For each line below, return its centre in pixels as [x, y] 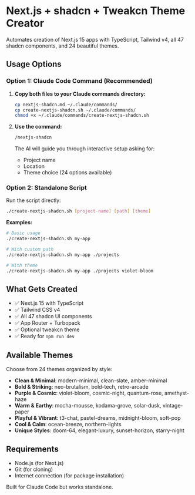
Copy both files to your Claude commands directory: [80, 94]
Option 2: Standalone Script [46, 188]
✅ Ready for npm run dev [45, 336]
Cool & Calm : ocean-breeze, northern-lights [68, 425]
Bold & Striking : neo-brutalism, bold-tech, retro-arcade [81, 387]
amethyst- [177, 393]
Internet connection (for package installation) [69, 475]
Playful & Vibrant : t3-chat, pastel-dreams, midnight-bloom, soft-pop [97, 418]
